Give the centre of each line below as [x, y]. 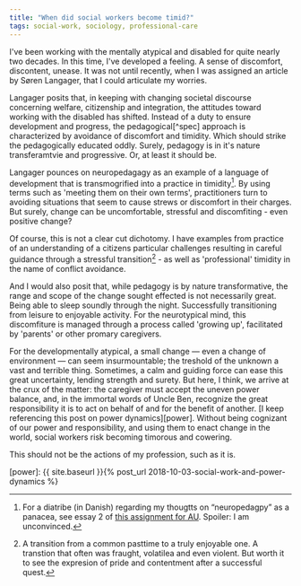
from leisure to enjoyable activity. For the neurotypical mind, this [128, 314]
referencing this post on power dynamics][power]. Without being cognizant [148, 417]
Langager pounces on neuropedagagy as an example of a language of [139, 172]
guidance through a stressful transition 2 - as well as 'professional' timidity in [150, 258]
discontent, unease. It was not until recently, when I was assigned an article [149, 70]
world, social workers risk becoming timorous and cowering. [121, 437]
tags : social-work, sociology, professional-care [104, 26]
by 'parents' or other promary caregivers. [86, 334]
